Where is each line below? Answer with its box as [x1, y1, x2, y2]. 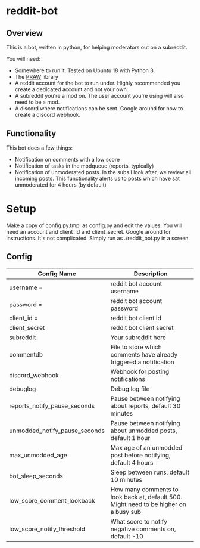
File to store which [110, 343, 162, 351]
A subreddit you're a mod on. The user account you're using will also [14, 92, 184, 99]
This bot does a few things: [6, 144, 73, 151]
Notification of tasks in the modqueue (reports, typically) [14, 162, 154, 169]
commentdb [9, 350, 43, 358]
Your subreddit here [110, 333, 167, 341]
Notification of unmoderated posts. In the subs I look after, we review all [14, 168, 192, 175]
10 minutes [110, 475, 143, 484]
